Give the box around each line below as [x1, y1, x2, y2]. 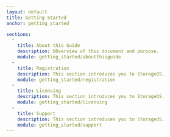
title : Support [17, 110, 56, 116]
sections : [6, 31, 32, 37]
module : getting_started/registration [17, 77, 116, 83]
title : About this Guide [17, 43, 80, 49]
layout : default [6, 9, 48, 15]
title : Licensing [17, 88, 62, 94]
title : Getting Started [6, 15, 67, 21]
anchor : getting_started [6, 20, 69, 26]
